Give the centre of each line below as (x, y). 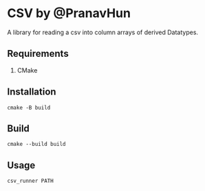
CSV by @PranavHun (69, 13)
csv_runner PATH (30, 181)
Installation (32, 92)
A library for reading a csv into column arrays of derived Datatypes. (102, 32)
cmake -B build (29, 107)
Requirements (38, 54)
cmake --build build (37, 144)
